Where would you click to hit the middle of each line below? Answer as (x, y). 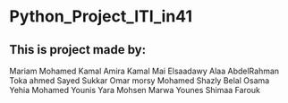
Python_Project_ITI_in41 (101, 17)
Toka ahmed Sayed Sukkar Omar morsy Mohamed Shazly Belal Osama (140, 81)
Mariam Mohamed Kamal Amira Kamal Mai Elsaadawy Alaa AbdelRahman (144, 71)
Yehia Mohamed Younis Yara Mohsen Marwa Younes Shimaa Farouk (135, 90)
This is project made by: (77, 50)
